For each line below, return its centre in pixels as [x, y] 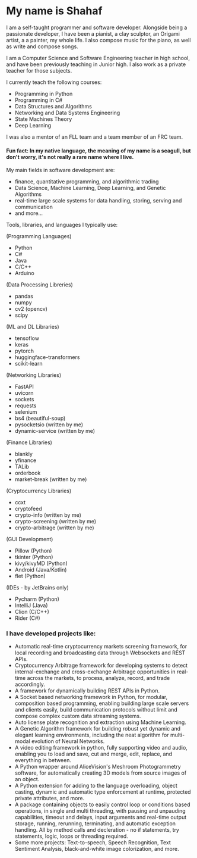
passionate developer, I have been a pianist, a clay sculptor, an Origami [93, 33]
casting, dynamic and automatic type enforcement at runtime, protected [103, 792]
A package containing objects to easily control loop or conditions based [103, 804]
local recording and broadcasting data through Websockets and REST [100, 653]
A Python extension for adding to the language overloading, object [96, 786]
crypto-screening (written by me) [55, 522]
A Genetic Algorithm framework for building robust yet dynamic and [98, 729]
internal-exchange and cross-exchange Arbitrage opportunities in [95, 672]
